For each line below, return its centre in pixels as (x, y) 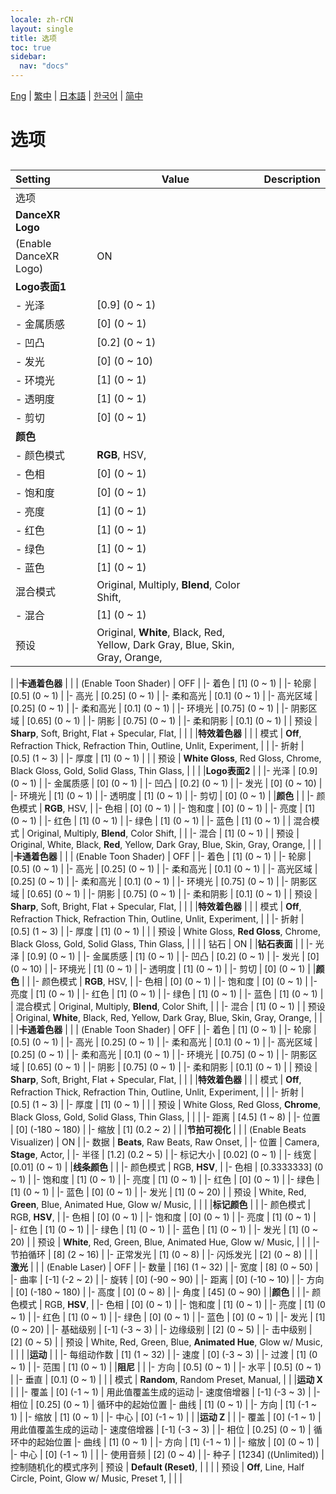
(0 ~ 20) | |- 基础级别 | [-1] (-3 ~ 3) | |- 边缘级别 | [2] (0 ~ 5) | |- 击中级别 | (161, 1329)
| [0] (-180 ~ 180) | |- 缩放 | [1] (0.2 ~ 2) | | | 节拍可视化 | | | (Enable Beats (158, 1129)
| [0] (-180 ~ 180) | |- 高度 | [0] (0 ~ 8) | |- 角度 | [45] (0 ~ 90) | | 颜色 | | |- (160, 1292)
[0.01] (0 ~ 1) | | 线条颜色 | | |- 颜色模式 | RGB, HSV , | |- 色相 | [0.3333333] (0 (167, 1167)
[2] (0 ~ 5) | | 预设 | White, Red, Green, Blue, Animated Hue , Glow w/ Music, (166, 1342)
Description (292, 179)
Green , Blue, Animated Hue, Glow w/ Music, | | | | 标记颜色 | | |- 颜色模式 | (161, 1204)
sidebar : (28, 57)
